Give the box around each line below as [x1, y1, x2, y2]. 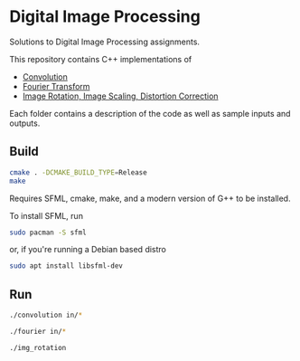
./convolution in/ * [9, 310, 83, 320]
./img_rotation [9, 343, 67, 352]
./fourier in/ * [9, 327, 67, 336]
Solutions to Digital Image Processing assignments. [9, 36, 201, 47]
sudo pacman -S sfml [9, 228, 88, 237]
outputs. [9, 118, 41, 128]
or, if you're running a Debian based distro [9, 244, 167, 255]
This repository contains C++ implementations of [9, 53, 192, 64]
